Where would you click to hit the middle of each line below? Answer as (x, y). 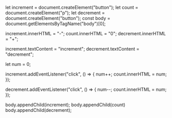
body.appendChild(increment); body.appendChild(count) (65, 105)
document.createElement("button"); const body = (58, 18)
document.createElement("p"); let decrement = (55, 13)
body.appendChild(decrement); (39, 110)
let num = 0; (18, 64)
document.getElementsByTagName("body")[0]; (56, 23)
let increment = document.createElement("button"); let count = (72, 7)
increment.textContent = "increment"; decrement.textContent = (72, 49)
